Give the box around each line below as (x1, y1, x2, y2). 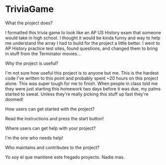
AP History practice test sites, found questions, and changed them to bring (5, 45, 158, 51)
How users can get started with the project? (5, 106, 95, 112)
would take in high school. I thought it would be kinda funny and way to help (5, 35, 161, 41)
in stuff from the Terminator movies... (5, 51, 81, 57)
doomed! (5, 96, 24, 102)
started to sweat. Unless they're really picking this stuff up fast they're (5, 91, 149, 97)
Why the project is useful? (5, 60, 58, 66)
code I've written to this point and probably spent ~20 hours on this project (5, 75, 159, 81)
